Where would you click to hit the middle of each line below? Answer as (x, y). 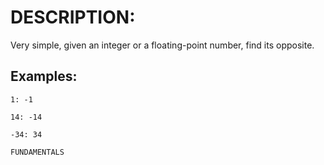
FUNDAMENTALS (37, 152)
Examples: (44, 76)
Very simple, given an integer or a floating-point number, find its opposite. (162, 45)
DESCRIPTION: (73, 17)
